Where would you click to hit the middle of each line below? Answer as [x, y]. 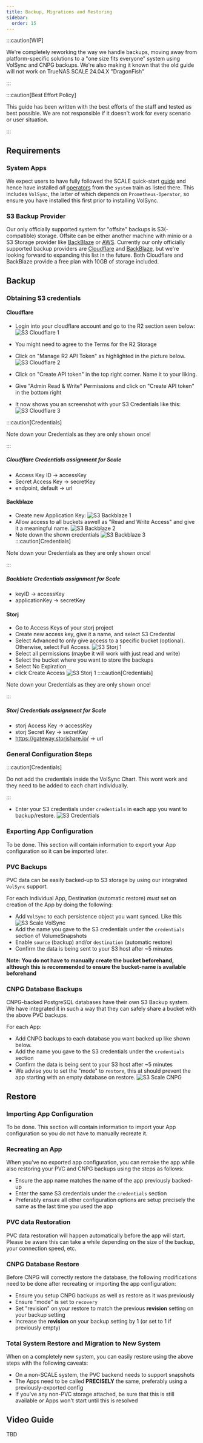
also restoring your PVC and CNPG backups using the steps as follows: [95, 1169]
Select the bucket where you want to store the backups [84, 660]
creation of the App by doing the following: [60, 905]
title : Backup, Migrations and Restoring [59, 12]
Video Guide [30, 1420]
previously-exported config [49, 1388]
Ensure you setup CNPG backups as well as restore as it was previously [105, 1295]
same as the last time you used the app [64, 1206]
